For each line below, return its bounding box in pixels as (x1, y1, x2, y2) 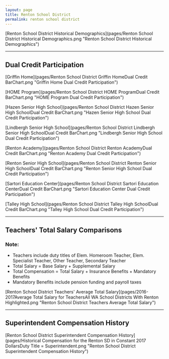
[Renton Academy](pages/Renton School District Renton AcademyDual (5, 145, 152, 151)
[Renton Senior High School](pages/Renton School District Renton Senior (5, 160, 157, 166)
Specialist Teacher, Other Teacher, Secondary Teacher (12, 257, 126, 263)
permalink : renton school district (5, 17, 80, 22)
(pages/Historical (5, 337, 41, 343)
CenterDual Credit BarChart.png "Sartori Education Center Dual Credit (5, 186, 150, 192)
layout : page (5, 7, 33, 13)
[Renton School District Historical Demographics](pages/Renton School (5, 31, 153, 37)
